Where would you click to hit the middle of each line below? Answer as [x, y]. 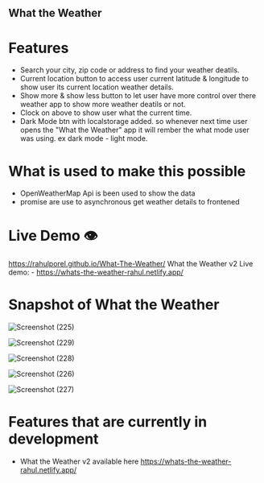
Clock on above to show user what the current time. [106, 113]
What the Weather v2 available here [79, 461]
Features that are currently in [108, 422]
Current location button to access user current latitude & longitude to [134, 79]
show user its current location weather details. [97, 87]
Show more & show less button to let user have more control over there [138, 96]
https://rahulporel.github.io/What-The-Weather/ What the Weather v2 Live [131, 264]
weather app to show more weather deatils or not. [103, 105]
